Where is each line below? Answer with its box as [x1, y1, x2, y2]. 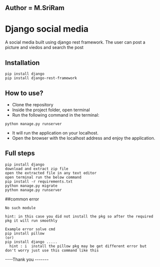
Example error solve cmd [5, 227, 55, 232]
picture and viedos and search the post [5, 45, 84, 50]
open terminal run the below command [5, 175, 82, 180]
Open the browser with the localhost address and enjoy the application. [12, 135, 156, 141]
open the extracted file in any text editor [5, 170, 97, 175]
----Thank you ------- [5, 256, 49, 262]
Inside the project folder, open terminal [12, 107, 90, 113]
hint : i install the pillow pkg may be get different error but [9, 244, 147, 249]
